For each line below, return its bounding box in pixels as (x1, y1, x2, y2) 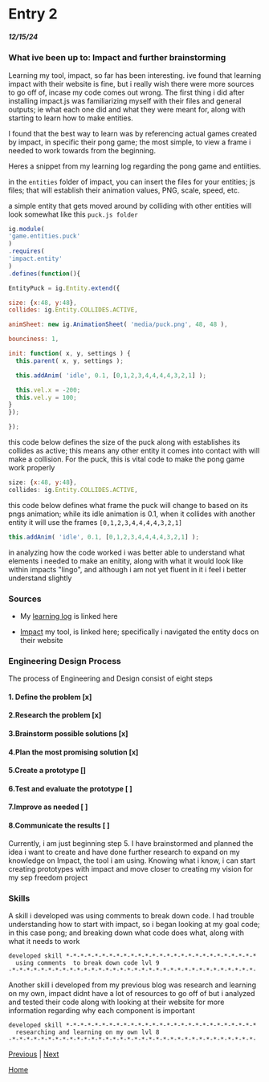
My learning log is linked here (19, 611, 118, 620)
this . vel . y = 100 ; (15, 393, 78, 401)
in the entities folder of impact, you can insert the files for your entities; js (8, 177, 255, 186)
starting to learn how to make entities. (8, 113, 134, 123)
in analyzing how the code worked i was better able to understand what (8, 547, 246, 557)
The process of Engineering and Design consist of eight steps (8, 673, 213, 683)
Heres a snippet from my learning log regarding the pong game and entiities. (8, 161, 262, 171)
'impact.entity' (8, 254, 63, 263)
